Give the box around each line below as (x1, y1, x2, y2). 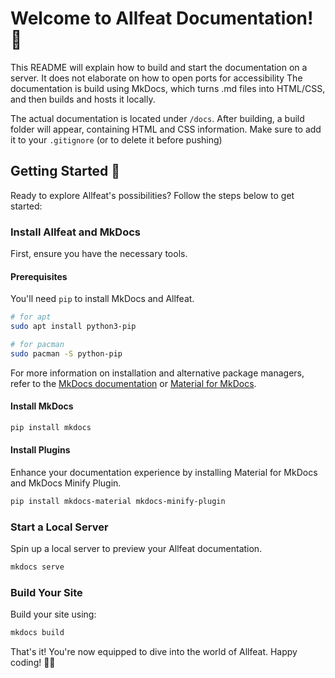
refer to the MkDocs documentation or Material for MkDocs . (10, 377, 257, 389)
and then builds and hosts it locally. (10, 93, 156, 105)
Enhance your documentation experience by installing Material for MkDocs (10, 467, 318, 479)
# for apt (10, 312, 52, 322)
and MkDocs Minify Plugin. (10, 477, 122, 489)
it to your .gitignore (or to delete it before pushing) (10, 133, 223, 146)
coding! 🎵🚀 (10, 657, 56, 669)
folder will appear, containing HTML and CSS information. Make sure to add (10, 123, 322, 135)
